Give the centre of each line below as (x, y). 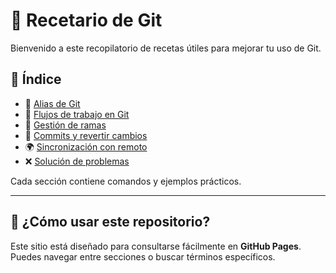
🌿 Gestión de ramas (65, 125)
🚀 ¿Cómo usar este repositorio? (110, 222)
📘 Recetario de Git (86, 20)
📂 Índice (36, 79)
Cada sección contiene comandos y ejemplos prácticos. (126, 181)
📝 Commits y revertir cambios (86, 135)
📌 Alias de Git (52, 103)
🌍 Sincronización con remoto (86, 146)
